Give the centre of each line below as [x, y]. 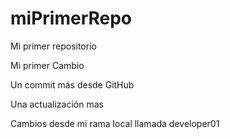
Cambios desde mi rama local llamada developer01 [115, 123]
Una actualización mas [57, 104]
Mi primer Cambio [47, 65]
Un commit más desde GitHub [72, 84]
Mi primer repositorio [53, 46]
